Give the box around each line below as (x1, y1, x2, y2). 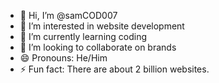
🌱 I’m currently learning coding (19, 31, 148, 42)
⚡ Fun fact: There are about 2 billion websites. (19, 63, 210, 75)
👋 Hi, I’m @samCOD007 (19, 10, 118, 21)
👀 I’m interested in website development (19, 20, 185, 32)
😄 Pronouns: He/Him (19, 52, 108, 64)
